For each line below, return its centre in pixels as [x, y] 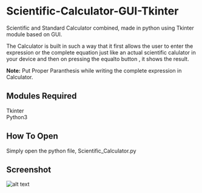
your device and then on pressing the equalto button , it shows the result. [98, 59]
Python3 [17, 117]
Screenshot [29, 170]
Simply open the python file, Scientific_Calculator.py [71, 151]
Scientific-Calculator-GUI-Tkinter [93, 11]
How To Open [32, 136]
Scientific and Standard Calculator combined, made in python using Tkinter [100, 28]
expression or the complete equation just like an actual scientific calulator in [101, 52]
